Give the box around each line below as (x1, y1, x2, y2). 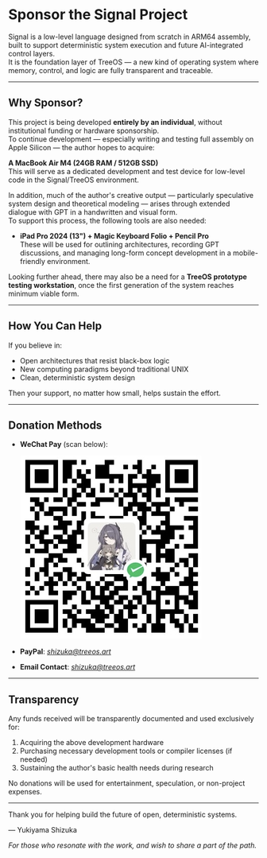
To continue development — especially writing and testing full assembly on (8, 134, 254, 144)
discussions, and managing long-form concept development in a (19, 248, 232, 258)
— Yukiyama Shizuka (8, 825, 78, 835)
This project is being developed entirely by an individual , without (8, 117, 222, 126)
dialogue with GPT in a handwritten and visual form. (8, 207, 178, 216)
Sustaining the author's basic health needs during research (19, 763, 215, 773)
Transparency (8, 693, 79, 706)
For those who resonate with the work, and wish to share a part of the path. (8, 841, 257, 850)
